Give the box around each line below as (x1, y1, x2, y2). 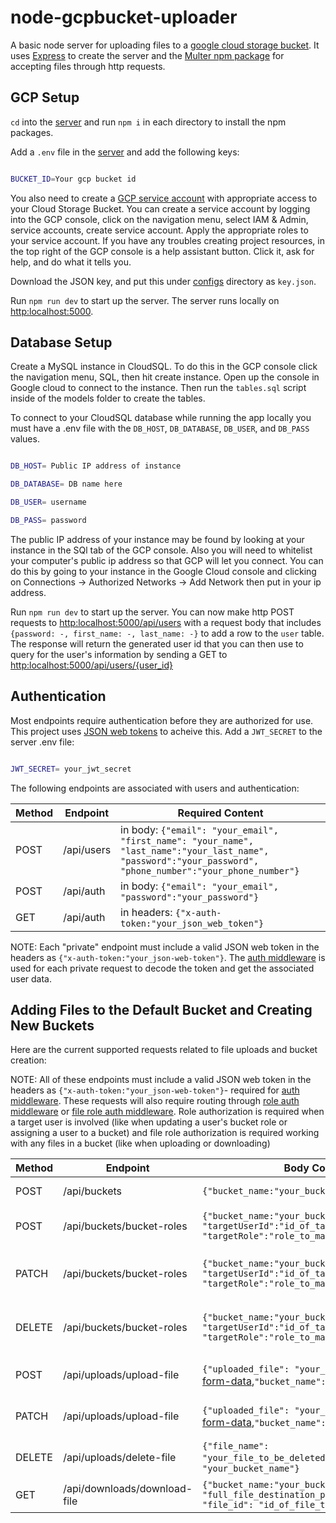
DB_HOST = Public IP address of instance (10, 461, 182, 471)
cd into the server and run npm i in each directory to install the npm (10, 116, 287, 128)
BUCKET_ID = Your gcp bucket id (10, 174, 137, 184)
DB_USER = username (10, 497, 87, 508)
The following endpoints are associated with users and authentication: (10, 782, 300, 794)
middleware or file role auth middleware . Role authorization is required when (10, 1106, 325, 1118)
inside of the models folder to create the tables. (10, 392, 206, 405)
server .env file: (10, 736, 75, 748)
